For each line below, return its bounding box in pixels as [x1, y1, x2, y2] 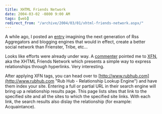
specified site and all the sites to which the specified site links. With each [5, 94, 151, 100]
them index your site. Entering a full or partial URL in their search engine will [5, 83, 156, 89]
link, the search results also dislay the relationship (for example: [5, 99, 132, 104]
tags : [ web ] [5, 16, 29, 21]
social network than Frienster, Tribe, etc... [5, 44, 88, 50]
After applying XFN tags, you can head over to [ [5, 73, 100, 79]
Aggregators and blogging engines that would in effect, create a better [5, 39, 146, 45]
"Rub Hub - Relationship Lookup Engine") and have [55, 78, 157, 84]
